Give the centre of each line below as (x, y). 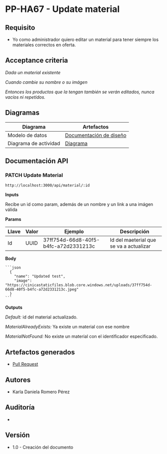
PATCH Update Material (34, 175)
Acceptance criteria (37, 61)
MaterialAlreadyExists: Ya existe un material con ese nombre (67, 327)
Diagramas (22, 113)
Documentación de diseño (96, 135)
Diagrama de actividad (34, 143)
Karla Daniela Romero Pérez (41, 392)
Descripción (135, 232)
